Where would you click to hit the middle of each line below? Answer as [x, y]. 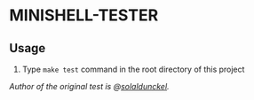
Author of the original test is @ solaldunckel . [90, 86]
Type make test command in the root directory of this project [133, 69]
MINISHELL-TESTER [84, 15]
